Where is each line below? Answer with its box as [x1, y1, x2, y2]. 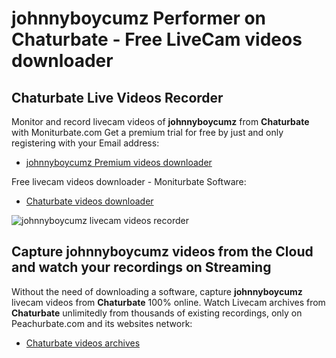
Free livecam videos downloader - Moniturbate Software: [11, 176, 247, 187]
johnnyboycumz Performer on [11, 7, 267, 30]
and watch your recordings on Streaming [11, 259, 272, 276]
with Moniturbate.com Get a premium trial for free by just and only [11, 127, 284, 138]
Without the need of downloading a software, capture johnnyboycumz [11, 285, 303, 297]
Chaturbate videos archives [25, 337, 141, 349]
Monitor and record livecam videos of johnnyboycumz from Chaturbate [11, 116, 310, 127]
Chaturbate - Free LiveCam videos [11, 28, 303, 51]
